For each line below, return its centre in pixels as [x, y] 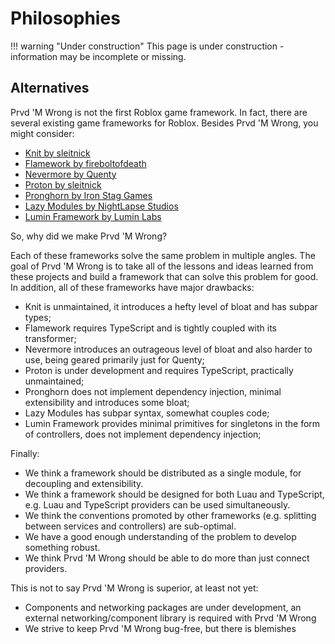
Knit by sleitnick [57, 153]
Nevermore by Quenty [70, 174]
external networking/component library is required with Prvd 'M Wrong [170, 618]
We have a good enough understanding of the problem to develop [160, 536]
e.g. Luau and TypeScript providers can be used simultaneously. [157, 504]
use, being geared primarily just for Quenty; [114, 359]
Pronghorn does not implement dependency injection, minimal [153, 391]
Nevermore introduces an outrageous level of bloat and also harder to [168, 349]
